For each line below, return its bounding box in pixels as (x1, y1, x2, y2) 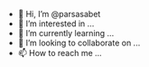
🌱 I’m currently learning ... (17, 28, 115, 38)
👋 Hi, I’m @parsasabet (17, 9, 101, 19)
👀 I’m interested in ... (17, 18, 95, 29)
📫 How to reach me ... (17, 48, 102, 58)
